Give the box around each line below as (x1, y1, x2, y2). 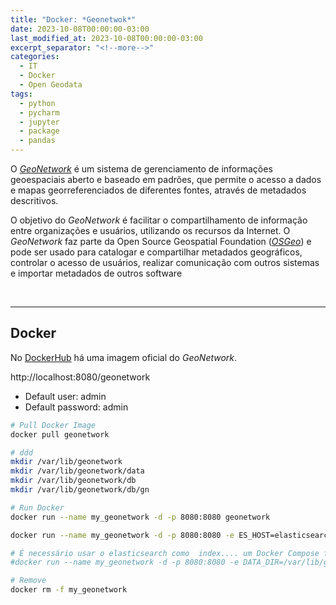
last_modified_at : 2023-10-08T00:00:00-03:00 (10, 33, 203, 43)
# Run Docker (10, 502, 65, 513)
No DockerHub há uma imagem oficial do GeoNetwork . (10, 351, 238, 363)
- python (19, 98, 56, 108)
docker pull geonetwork (10, 429, 110, 440)
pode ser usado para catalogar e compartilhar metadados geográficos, (10, 246, 303, 258)
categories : (10, 52, 60, 62)
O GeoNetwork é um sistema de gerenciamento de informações (10, 163, 273, 175)
